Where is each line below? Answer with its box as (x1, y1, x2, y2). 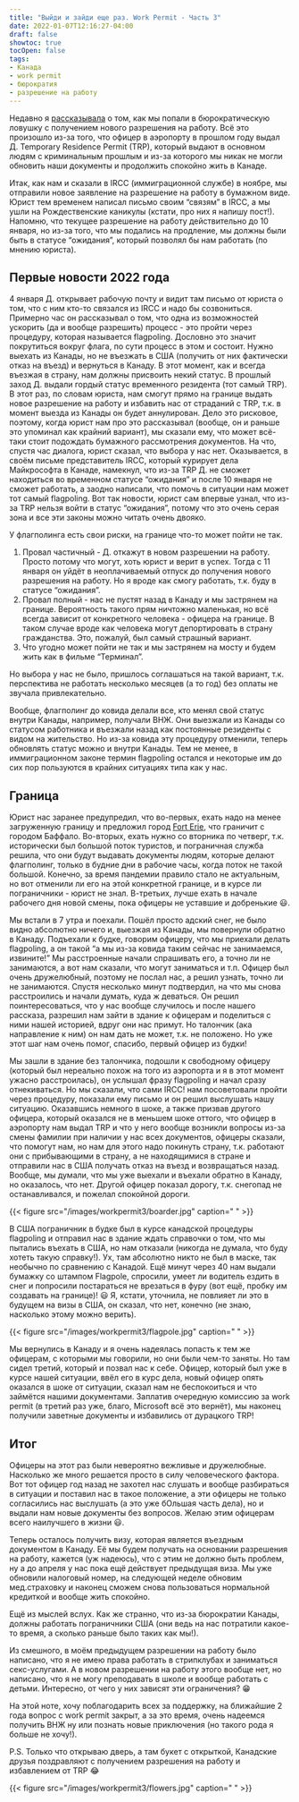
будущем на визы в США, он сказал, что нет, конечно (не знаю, (9, 1299, 252, 1311)
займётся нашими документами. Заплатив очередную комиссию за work (9, 1391, 290, 1402)
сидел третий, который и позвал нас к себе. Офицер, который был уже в (9, 1363, 287, 1373)
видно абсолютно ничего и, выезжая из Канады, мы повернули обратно (9, 924, 286, 935)
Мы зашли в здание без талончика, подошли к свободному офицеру (9, 1056, 270, 1067)
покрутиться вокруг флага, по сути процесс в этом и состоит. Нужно (9, 341, 274, 352)
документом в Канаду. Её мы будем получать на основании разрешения (9, 1543, 288, 1554)
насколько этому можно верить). (9, 1309, 137, 1320)
